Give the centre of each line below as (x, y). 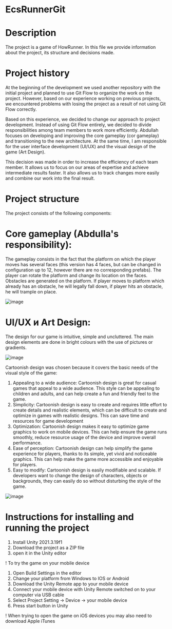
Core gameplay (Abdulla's (62, 234)
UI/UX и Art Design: (48, 322)
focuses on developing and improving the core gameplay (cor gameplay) (82, 136)
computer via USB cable (38, 595)
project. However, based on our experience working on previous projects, (83, 99)
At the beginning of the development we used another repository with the (83, 88)
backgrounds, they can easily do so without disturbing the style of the (87, 481)
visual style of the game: (31, 372)
